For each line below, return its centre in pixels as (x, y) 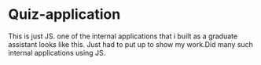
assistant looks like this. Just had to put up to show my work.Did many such (131, 44)
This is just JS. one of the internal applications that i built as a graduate (123, 36)
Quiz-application (64, 14)
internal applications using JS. (57, 52)
